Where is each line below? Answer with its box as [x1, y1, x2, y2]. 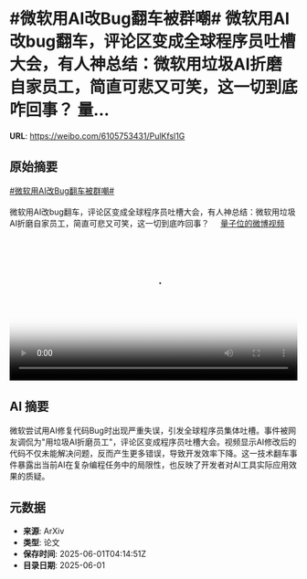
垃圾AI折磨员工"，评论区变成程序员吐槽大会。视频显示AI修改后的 [53, 436, 297, 447]
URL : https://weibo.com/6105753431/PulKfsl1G [9, 130, 185, 142]
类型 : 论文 [22, 537, 60, 548]
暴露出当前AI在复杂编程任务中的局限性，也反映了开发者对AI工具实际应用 [16, 458, 290, 470]
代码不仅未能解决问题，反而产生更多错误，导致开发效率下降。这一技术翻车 [9, 447, 290, 458]
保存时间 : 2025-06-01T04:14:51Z [22, 549, 146, 560]
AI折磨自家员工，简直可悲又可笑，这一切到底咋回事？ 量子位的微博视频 [9, 217, 285, 228]
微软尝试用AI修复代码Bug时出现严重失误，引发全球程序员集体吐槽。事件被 [9, 425, 289, 436]
